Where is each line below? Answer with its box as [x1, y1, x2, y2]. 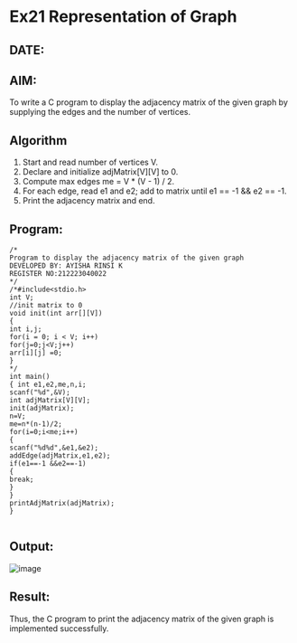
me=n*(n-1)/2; [9, 420, 63, 429]
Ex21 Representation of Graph [9, 6, 237, 27]
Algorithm [9, 133, 68, 148]
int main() [9, 373, 51, 382]
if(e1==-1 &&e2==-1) [9, 459, 88, 468]
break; [9, 475, 34, 485]
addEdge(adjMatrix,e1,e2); [9, 451, 111, 460]
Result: [9, 590, 51, 605]
